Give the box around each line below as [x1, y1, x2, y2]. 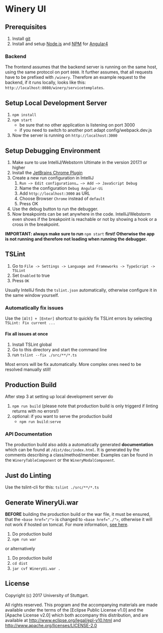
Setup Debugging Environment [5, 146, 101, 155]
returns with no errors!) [12, 408, 59, 414]
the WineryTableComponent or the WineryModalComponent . [5, 457, 115, 463]
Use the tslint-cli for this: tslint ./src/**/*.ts [5, 484, 99, 490]
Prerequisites [5, 23, 47, 31]
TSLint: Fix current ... [5, 321, 55, 326]
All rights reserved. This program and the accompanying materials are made [5, 602, 158, 608]
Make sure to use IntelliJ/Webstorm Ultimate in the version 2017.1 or [12, 159, 147, 165]
